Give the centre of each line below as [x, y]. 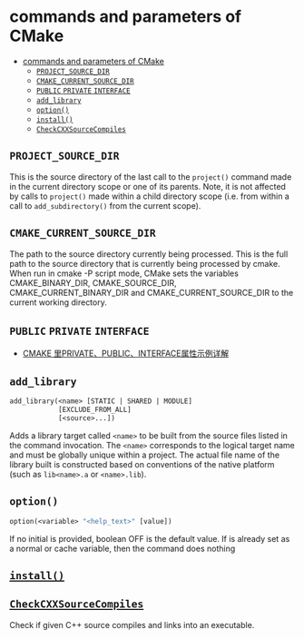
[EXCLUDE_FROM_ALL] [94, 410]
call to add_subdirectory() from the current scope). [105, 205]
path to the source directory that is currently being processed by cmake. [145, 263]
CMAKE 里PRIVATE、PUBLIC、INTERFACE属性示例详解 [126, 354]
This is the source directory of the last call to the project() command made [151, 177]
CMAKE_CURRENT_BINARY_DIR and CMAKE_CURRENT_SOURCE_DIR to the [152, 292]
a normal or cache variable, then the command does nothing [123, 548]
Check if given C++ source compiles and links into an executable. [132, 624]
